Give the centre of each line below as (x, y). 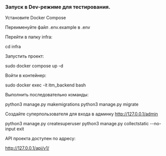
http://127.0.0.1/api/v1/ (27, 148)
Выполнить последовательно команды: (47, 95)
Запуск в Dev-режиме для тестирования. (58, 7)
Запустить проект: (25, 56)
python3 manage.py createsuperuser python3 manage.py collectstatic (77, 124)
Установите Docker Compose (35, 18)
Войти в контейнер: (26, 76)
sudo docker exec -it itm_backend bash (46, 85)
